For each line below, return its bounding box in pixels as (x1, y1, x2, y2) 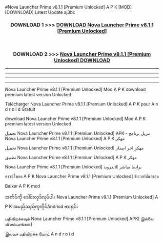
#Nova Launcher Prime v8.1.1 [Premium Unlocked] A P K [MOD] (5, 4, 132, 10)
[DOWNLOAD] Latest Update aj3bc (5, 9, 76, 15)
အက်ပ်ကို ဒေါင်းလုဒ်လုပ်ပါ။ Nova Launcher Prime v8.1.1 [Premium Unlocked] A (5, 194, 158, 200)
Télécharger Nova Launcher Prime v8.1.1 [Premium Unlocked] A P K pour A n (5, 101, 159, 107)
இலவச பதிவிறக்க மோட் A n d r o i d (5, 231, 74, 237)
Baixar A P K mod (5, 183, 41, 189)
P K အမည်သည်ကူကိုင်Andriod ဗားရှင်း (5, 203, 78, 209)
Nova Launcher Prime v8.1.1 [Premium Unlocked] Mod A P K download (5, 86, 146, 92)
